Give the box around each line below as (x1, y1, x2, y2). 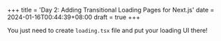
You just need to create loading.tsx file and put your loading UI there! (7, 27, 208, 34)
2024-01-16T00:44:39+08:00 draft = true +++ (7, 13, 141, 21)
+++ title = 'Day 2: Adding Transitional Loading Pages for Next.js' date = (7, 6, 215, 14)
